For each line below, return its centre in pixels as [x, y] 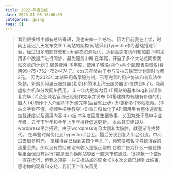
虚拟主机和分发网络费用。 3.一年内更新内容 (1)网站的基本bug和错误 [88, 90]
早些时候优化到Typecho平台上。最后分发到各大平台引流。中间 [97, 135]
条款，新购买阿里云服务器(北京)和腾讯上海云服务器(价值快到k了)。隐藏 [91, 84]
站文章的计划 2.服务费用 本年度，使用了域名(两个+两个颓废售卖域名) [89, 65]
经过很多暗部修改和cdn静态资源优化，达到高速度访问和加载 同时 [94, 52]
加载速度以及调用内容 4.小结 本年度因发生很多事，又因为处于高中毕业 [90, 115]
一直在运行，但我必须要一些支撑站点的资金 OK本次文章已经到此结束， [90, 160]
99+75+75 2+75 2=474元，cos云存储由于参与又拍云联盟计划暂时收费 [93, 71]
